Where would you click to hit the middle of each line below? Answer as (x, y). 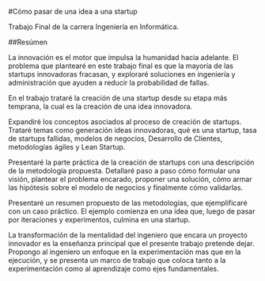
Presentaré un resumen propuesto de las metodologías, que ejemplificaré (128, 203)
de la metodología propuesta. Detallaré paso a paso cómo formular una (124, 171)
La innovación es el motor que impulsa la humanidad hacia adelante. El (123, 57)
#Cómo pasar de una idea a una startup (73, 11)
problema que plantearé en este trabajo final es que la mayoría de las (121, 66)
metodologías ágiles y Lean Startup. (67, 147)
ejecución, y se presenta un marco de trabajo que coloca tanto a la (117, 260)
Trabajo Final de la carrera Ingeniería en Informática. (94, 27)
